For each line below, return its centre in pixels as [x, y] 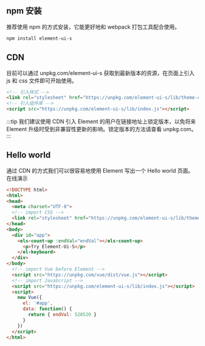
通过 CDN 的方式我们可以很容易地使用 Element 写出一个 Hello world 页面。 [100, 170]
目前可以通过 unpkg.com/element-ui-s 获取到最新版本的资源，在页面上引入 [101, 73]
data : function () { [47, 309]
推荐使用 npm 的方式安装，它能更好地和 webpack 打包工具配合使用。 [93, 27]
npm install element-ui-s [39, 38]
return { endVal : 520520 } [63, 315]
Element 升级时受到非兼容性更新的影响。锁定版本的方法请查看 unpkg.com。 [102, 129]
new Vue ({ [30, 298]
